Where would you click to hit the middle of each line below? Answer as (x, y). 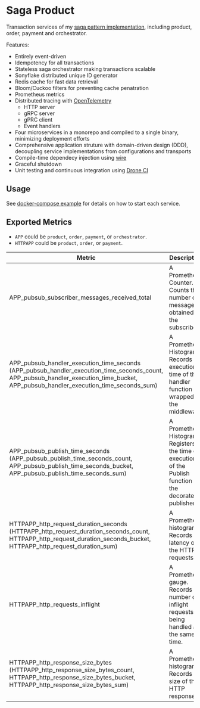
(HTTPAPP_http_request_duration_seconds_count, (79, 531)
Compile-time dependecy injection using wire (71, 157)
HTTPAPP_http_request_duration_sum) (63, 546)
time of (179, 374)
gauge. (179, 582)
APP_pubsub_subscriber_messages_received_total (80, 297)
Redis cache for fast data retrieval (56, 82)
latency (179, 542)
